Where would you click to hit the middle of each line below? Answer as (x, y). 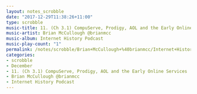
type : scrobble (25, 22)
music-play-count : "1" (34, 44)
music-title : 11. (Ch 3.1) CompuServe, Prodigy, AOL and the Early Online (99, 28)
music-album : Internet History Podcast (55, 39)
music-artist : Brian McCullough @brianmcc (59, 33)
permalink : (19, 50)
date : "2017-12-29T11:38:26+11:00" (50, 17)
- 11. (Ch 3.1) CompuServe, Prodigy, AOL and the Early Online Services (97, 71)
